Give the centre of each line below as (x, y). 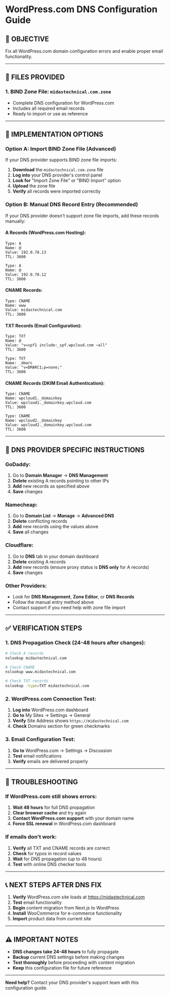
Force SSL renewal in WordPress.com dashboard (64, 824)
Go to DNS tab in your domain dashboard (55, 556)
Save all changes (31, 532)
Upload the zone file (34, 186)
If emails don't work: (31, 837)
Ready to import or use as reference (50, 113)
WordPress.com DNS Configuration (81, 9)
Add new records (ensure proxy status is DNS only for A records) (81, 567)
